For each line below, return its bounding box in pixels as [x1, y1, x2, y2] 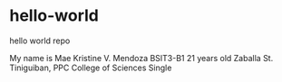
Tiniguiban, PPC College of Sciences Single [9, 62, 172, 73]
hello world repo [9, 35, 71, 46]
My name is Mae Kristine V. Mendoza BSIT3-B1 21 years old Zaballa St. [9, 52, 274, 63]
